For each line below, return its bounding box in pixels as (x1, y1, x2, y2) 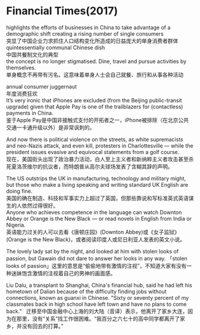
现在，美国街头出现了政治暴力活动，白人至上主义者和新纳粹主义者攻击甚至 (6, 155, 189, 162)
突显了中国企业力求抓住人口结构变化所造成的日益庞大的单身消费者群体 (6, 37, 179, 44)
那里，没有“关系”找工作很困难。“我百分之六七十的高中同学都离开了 (16, 315, 180, 322)
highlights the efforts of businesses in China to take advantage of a (6, 24, 171, 31)
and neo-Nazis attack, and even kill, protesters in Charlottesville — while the (6, 142, 193, 149)
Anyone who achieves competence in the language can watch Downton (6, 208, 182, 215)
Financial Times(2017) (6, 4, 118, 18)
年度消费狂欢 (6, 90, 37, 97)
